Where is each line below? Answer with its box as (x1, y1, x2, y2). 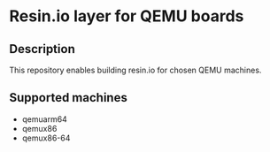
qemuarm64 (21, 113, 68, 125)
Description (9, 42, 75, 57)
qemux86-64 (21, 133, 71, 143)
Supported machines (9, 90, 128, 105)
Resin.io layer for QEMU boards (9, 6, 244, 27)
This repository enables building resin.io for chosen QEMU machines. (9, 65, 262, 75)
